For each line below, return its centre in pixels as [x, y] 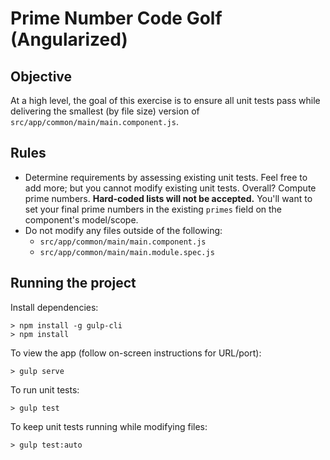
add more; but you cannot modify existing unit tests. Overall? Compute [170, 188]
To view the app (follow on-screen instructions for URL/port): [136, 353]
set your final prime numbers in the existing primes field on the [153, 209]
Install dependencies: [54, 307]
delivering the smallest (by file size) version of [105, 111]
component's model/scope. [81, 219]
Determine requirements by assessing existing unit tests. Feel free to [166, 177]
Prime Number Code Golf [116, 18]
